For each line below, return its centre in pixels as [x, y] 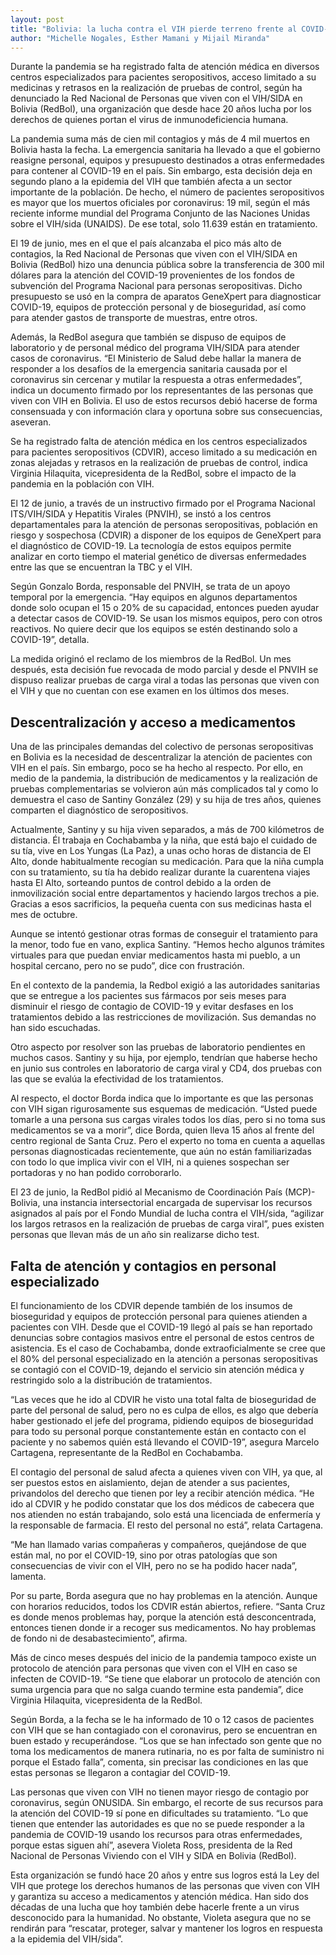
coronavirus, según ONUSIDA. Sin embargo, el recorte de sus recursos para [167, 1802]
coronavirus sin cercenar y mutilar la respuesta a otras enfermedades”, [156, 380]
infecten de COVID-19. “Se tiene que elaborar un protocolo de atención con [165, 1679]
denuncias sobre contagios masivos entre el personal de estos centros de [162, 1337]
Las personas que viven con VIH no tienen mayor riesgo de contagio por [160, 1792]
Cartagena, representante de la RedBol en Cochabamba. [126, 1452]
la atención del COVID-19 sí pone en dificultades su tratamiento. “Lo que [159, 1813]
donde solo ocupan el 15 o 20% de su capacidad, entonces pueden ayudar [165, 608]
